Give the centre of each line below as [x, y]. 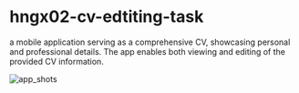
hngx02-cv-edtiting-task [107, 17]
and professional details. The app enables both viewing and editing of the [147, 51]
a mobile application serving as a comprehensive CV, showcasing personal [150, 42]
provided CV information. [57, 61]
